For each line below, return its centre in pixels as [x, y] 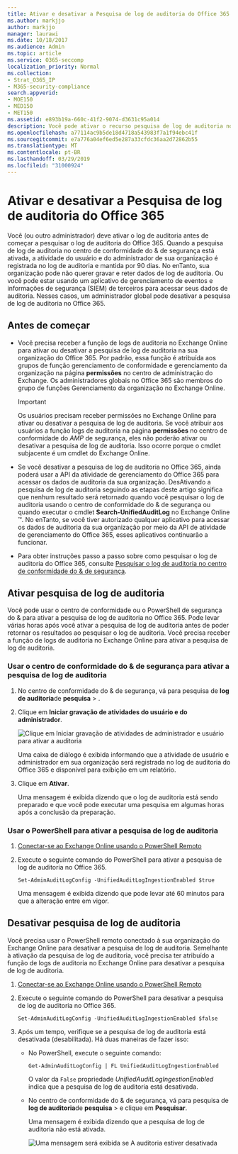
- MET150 [20, 113]
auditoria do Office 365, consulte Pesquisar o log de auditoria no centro [122, 563]
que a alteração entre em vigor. [63, 901]
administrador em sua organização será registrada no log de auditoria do [124, 762]
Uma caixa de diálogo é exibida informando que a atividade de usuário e [123, 754]
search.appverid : [33, 93]
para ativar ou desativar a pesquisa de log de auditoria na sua [108, 350]
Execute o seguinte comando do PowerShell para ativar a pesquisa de [120, 860]
